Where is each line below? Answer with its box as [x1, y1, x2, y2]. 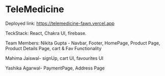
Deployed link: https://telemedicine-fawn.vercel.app [5, 20, 115, 26]
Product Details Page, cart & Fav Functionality [5, 45, 102, 51]
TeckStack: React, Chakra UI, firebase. [5, 30, 87, 36]
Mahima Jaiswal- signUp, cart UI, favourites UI [5, 55, 104, 61]
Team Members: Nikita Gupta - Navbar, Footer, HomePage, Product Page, [5, 40, 160, 46]
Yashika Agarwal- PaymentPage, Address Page [5, 65, 105, 71]
